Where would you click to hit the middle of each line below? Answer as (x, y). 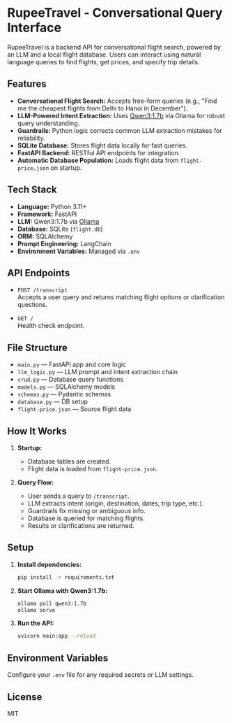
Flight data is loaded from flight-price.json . (93, 469)
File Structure (37, 348)
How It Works (37, 431)
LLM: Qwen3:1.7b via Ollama (58, 221)
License (25, 697)
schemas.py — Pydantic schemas (64, 394)
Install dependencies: (49, 564)
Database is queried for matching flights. (86, 518)
